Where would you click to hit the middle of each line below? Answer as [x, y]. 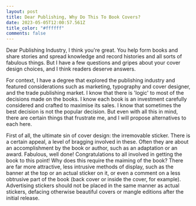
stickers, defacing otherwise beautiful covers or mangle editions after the [95, 192]
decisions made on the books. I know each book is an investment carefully [97, 99]
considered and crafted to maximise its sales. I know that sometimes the [94, 105]
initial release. [23, 198]
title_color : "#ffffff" [35, 28]
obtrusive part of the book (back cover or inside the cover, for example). [94, 180]
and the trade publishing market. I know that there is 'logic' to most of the [95, 93]
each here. [19, 124]
